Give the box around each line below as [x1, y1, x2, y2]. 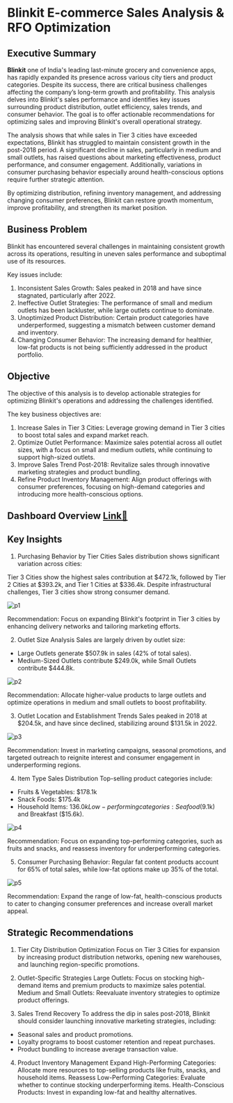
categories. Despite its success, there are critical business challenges [7, 81, 207, 88]
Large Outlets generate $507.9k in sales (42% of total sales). [17, 649, 191, 657]
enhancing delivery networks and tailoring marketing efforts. [7, 622, 181, 630]
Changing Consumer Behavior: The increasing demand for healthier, [17, 335, 214, 344]
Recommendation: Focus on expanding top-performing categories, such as [7, 837, 223, 845]
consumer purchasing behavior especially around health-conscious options [7, 168, 224, 176]
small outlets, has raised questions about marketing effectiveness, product [7, 153, 221, 161]
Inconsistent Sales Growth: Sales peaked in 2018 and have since [17, 284, 202, 292]
